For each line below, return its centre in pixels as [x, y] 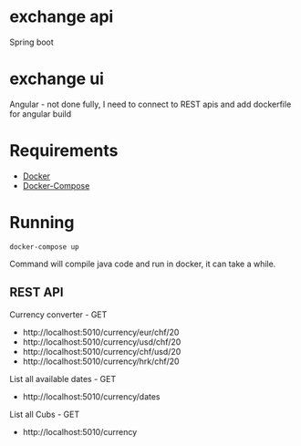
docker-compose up [44, 247]
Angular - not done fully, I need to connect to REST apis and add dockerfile [150, 104]
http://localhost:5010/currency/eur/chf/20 [101, 332]
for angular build [41, 114]
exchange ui [57, 79]
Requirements [64, 151]
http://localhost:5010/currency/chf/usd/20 [102, 351]
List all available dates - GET [63, 379]
